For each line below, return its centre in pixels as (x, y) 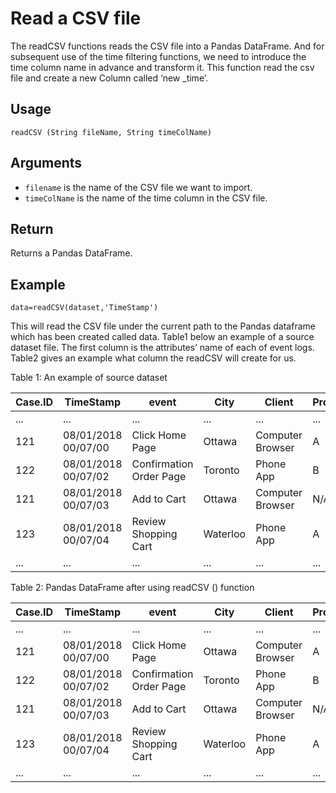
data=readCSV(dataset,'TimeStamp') (84, 308)
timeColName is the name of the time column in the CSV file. (146, 198)
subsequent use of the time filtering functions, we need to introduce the (158, 56)
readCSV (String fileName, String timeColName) (111, 132)
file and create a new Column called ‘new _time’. (109, 78)
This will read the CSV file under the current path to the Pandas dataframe (163, 326)
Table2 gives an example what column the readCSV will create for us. (153, 358)
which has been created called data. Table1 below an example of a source (162, 337)
